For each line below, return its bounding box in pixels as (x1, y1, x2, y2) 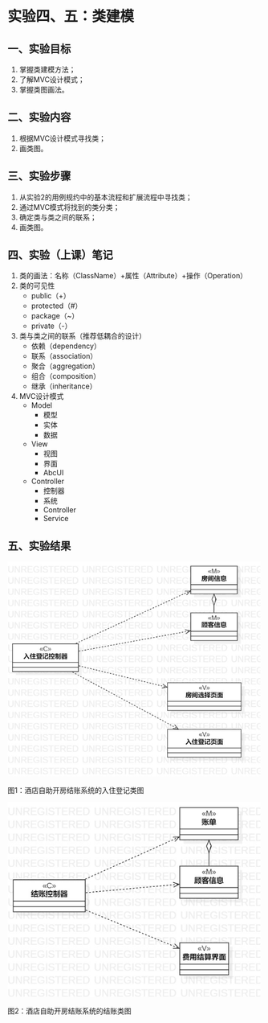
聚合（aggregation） (30, 361, 99, 371)
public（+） (30, 291, 71, 301)
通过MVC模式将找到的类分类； (18, 202, 120, 212)
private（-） (30, 321, 72, 331)
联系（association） (30, 351, 98, 361)
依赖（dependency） (30, 341, 101, 351)
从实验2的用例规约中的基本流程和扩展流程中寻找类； (18, 192, 193, 202)
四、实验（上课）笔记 (7, 249, 113, 262)
